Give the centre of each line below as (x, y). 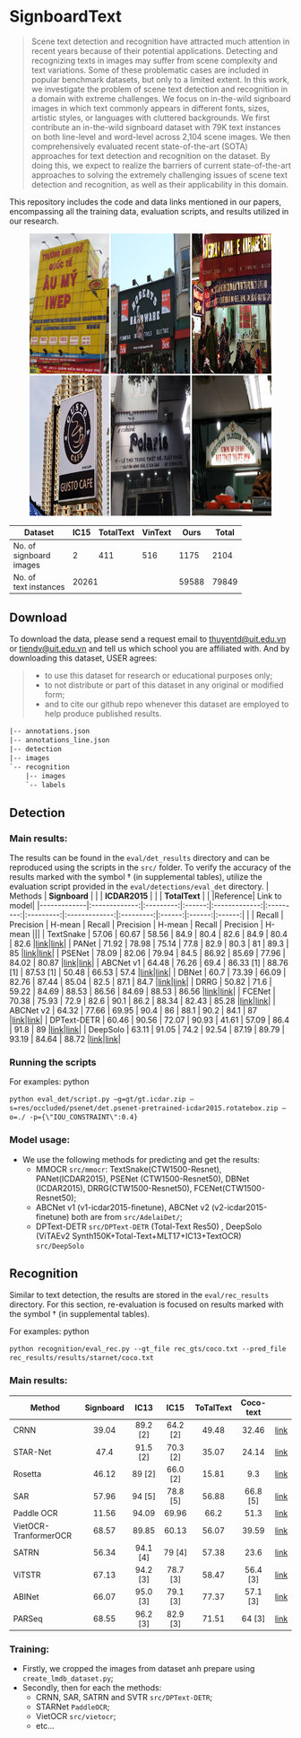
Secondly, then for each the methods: (92, 1688)
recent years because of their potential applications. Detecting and (155, 50)
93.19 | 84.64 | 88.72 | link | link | (65, 1039)
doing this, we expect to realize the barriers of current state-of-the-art (161, 165)
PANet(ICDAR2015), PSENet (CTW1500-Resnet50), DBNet (142, 1179)
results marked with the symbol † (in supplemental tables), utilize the (136, 876)
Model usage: (40, 1140)
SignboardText (66, 17)
